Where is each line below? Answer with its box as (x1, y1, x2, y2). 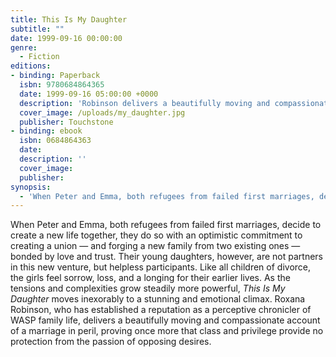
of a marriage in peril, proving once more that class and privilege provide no (10, 325, 324, 337)
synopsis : (10, 182, 52, 192)
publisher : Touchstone (19, 117, 114, 127)
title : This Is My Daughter (10, 14, 128, 25)
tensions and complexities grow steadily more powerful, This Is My (10, 282, 286, 295)
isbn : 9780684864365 (19, 80, 105, 90)
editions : (10, 61, 52, 71)
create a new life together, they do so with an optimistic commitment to (10, 229, 303, 241)
